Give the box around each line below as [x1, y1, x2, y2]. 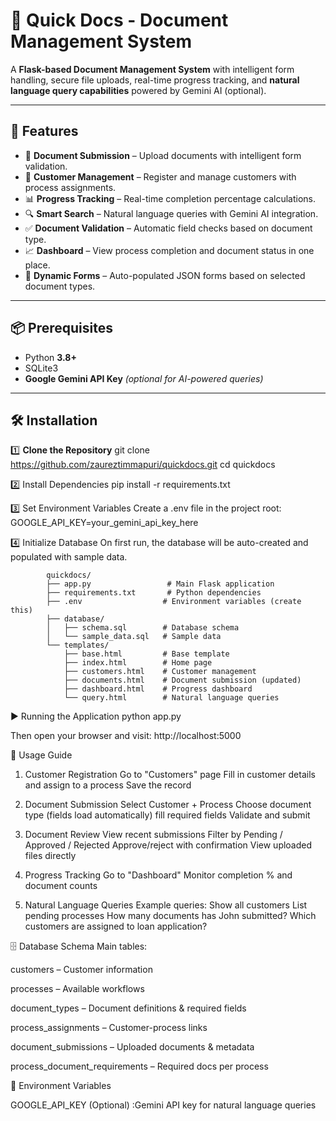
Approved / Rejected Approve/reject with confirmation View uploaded [24, 839, 313, 851]
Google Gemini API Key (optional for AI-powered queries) [24, 372, 264, 384]
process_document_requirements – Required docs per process [10, 1060, 269, 1073]
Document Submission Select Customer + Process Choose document [24, 799, 312, 811]
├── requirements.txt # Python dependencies [46, 588, 262, 598]
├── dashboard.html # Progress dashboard [63, 684, 253, 694]
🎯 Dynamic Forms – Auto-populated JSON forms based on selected [24, 269, 306, 281]
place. [24, 259, 51, 271]
